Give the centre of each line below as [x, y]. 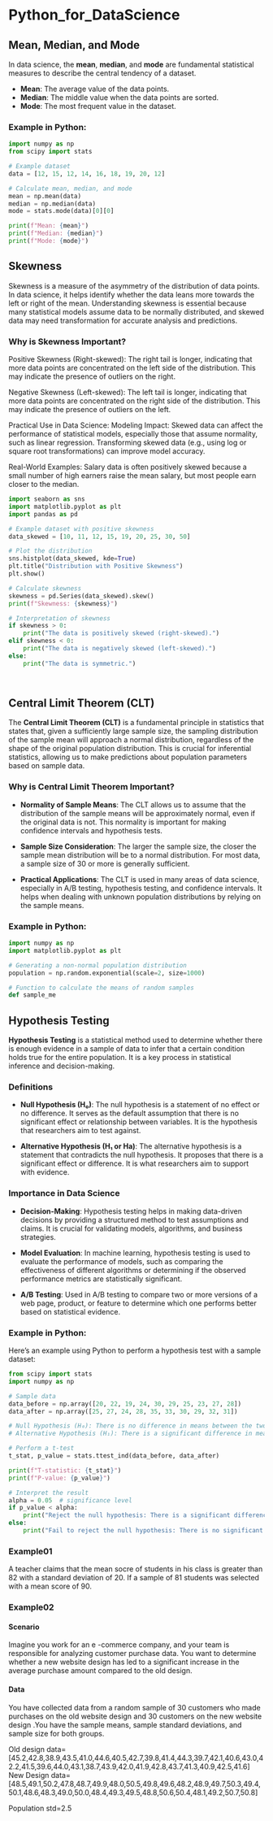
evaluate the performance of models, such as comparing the [121, 1261]
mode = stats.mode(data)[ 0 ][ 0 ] [61, 211]
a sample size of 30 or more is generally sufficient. [105, 863]
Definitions [31, 1087]
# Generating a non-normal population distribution [97, 965]
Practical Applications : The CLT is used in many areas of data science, [140, 879]
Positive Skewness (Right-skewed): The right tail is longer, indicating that [130, 359]
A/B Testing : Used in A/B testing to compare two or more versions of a [139, 1294]
